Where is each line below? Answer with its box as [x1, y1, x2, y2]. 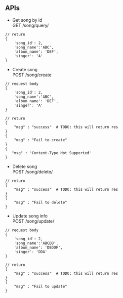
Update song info [12, 213, 48, 219]
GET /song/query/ [12, 22, 49, 28]
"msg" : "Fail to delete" [14, 200, 68, 205]
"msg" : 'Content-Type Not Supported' [11, 150, 92, 155]
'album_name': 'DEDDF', [14, 245, 63, 250]
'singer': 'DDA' [14, 249, 48, 254]
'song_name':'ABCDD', [14, 241, 58, 246]
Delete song [12, 163, 37, 170]
